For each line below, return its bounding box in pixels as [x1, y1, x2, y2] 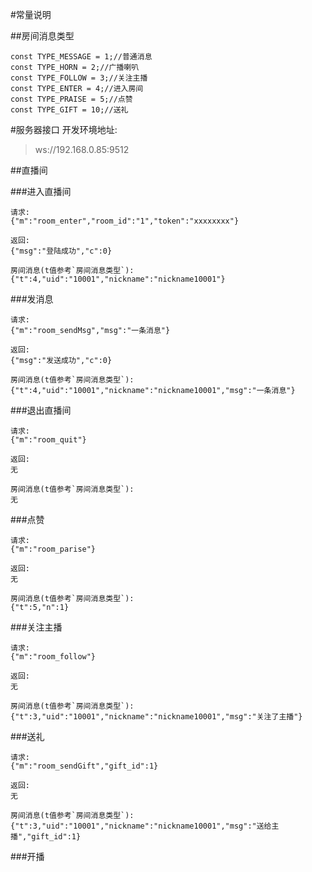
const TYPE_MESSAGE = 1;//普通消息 [10, 52, 153, 62]
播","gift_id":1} [10, 832, 82, 842]
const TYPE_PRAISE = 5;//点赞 [10, 94, 133, 104]
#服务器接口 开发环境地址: [10, 124, 118, 135]
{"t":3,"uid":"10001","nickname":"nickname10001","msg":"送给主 [10, 821, 280, 831]
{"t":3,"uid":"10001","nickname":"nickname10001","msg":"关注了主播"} [10, 712, 303, 722]
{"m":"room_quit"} [10, 435, 87, 445]
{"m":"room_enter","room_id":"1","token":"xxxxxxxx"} [10, 216, 240, 226]
